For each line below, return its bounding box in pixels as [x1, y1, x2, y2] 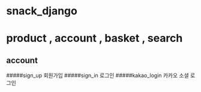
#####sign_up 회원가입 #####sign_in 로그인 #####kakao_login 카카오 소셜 [6, 72, 189, 79]
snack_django [6, 4, 78, 18]
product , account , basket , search [6, 32, 183, 45]
